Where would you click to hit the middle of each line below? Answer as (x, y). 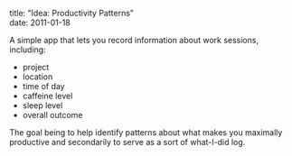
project (36, 67)
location (38, 77)
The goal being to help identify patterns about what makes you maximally (146, 133)
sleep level (42, 106)
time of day (43, 86)
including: (28, 50)
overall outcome (52, 115)
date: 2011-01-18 (40, 23)
